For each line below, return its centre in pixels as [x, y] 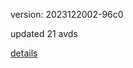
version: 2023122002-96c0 [67, 14]
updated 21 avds [44, 33]
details [24, 53]
